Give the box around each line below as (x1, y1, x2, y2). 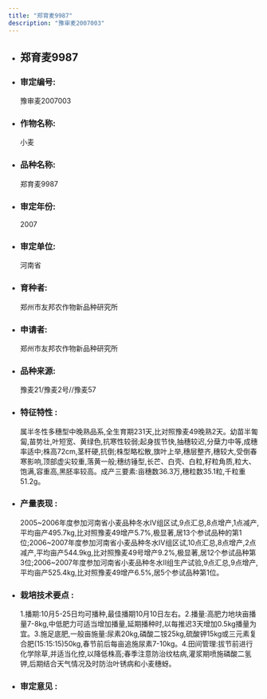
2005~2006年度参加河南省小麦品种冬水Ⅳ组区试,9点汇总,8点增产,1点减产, (19, 517, 259, 527)
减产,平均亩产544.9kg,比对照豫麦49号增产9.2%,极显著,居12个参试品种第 (19, 548, 257, 557)
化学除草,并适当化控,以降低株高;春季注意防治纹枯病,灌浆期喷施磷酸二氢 (19, 649, 253, 658)
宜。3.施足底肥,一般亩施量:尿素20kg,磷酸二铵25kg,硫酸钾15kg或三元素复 (19, 629, 257, 638)
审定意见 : (19, 681, 58, 692)
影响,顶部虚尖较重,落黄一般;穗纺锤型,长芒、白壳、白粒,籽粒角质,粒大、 (26, 456, 257, 466)
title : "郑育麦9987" (8, 11, 73, 20)
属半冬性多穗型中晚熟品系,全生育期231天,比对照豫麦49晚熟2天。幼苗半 (19, 426, 252, 436)
